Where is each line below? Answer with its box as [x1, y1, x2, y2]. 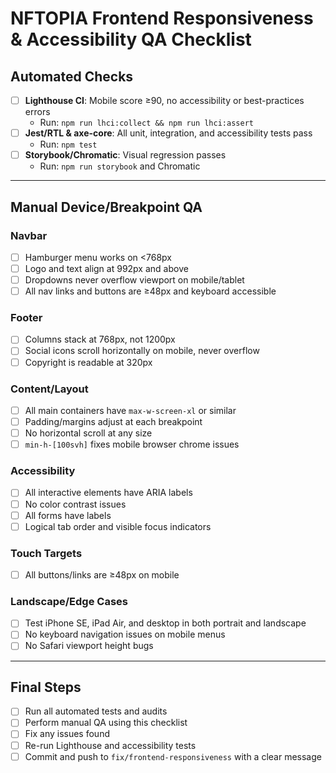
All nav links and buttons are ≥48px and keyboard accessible [24, 285, 277, 297]
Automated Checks [10, 68, 134, 85]
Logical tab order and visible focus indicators [24, 520, 212, 532]
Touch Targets [10, 546, 83, 560]
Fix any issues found [24, 728, 110, 740]
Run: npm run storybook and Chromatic [39, 160, 201, 172]
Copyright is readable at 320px [24, 356, 153, 368]
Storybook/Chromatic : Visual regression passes [24, 149, 227, 161]
